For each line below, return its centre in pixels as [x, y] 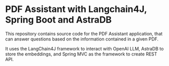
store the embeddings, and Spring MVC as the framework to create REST [81, 54]
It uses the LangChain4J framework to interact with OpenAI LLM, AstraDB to [84, 48]
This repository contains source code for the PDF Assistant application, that [84, 33]
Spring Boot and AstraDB [59, 20]
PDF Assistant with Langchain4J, [76, 9]
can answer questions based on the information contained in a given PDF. [82, 39]
